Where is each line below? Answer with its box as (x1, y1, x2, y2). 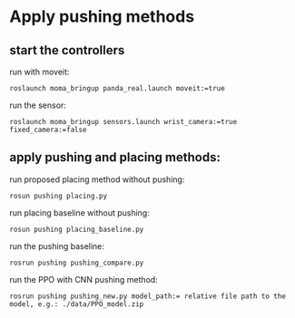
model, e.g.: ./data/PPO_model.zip (9, 299, 144, 309)
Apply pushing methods (9, 6, 195, 27)
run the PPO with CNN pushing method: (9, 274, 159, 284)
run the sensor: (9, 100, 66, 111)
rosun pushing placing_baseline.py (9, 225, 144, 234)
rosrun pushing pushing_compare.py (9, 258, 144, 267)
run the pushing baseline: (9, 240, 104, 251)
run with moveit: (9, 66, 70, 77)
